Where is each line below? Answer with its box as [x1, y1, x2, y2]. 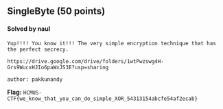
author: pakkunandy [7, 75, 63, 83]
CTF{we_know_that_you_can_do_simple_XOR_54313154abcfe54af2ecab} [7, 95, 198, 102]
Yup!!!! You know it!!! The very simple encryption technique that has [7, 40, 216, 47]
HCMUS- [23, 89, 43, 96]
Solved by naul [7, 24, 50, 33]
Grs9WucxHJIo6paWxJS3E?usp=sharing [7, 64, 109, 71]
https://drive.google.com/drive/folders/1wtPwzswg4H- [7, 58, 165, 64]
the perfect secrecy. [7, 46, 69, 53]
